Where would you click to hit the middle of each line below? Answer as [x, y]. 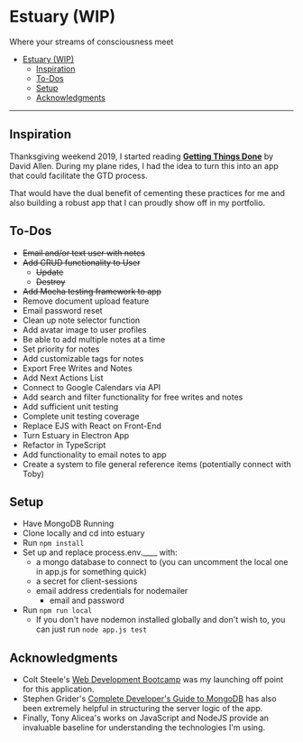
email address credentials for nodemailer [112, 591]
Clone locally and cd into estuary [83, 533]
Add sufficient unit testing [70, 406]
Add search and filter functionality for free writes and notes [133, 397]
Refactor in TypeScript [64, 445]
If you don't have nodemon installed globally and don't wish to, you [161, 620]
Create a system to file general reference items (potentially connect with [156, 464]
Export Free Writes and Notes [77, 368]
